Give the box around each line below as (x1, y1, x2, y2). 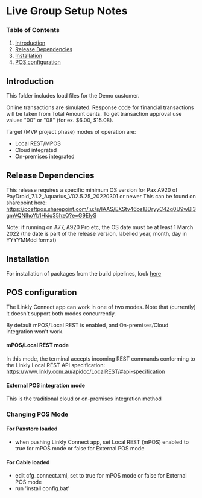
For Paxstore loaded (6, 425, 58, 432)
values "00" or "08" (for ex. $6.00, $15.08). (6, 116, 113, 124)
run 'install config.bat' (14, 485, 70, 492)
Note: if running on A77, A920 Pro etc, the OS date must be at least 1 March (6, 224, 194, 231)
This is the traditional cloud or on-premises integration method (6, 395, 162, 402)
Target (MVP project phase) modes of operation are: (6, 128, 136, 136)
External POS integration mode (6, 382, 86, 389)
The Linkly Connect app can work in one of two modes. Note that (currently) (6, 303, 196, 310)
